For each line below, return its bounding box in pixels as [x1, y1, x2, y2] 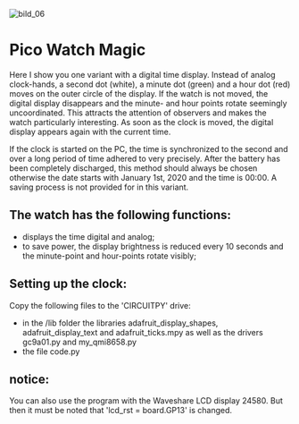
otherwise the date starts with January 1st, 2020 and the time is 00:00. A [9, 172, 278, 182]
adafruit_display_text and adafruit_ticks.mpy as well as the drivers [21, 326, 263, 337]
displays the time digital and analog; [21, 231, 155, 242]
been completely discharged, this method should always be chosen [9, 162, 258, 174]
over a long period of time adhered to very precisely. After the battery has [9, 153, 281, 164]
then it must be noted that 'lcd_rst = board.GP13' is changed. [9, 405, 233, 416]
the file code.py [21, 345, 80, 357]
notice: [9, 371, 50, 386]
